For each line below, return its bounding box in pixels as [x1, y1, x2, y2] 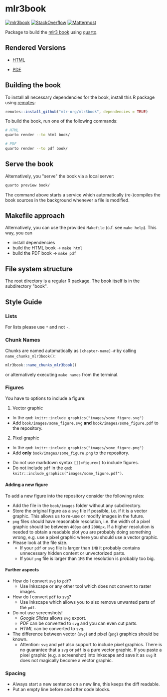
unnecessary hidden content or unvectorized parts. [19, 550, 126, 556]
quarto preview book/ [5, 182, 50, 187]
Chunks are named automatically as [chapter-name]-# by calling [5, 348, 137, 354]
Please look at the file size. [12, 539, 68, 545]
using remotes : [5, 99, 36, 105]
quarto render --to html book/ [5, 133, 70, 138]
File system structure [5, 265, 73, 273]
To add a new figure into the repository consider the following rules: [5, 493, 145, 499]
